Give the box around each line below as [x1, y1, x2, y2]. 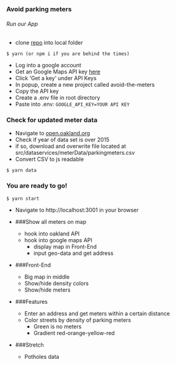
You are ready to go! [6, 182, 68, 190]
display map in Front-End [33, 243, 97, 250]
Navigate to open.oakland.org [15, 130, 90, 137]
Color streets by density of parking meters [24, 316, 131, 323]
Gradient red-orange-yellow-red [33, 329, 115, 336]
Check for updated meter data [6, 116, 98, 124]
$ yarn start [6, 195, 40, 202]
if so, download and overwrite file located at [15, 142, 127, 150]
